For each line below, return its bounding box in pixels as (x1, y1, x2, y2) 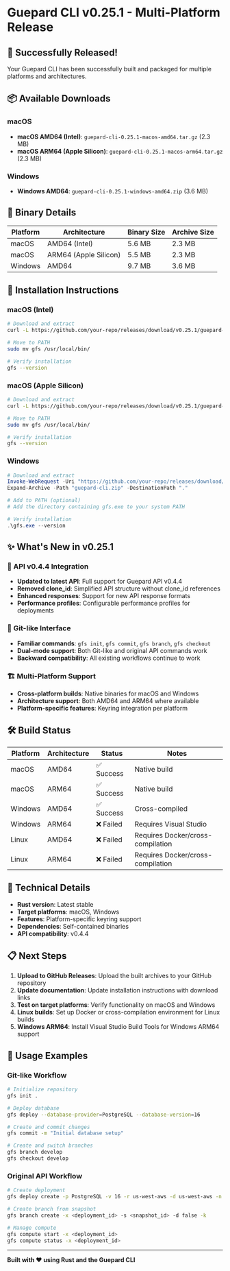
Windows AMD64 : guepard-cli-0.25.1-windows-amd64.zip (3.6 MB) (16, 187, 209, 195)
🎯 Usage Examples (7, 1049, 88, 1061)
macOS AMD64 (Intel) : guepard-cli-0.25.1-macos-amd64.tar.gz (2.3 (16, 132, 211, 141)
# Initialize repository (7, 1086, 78, 1093)
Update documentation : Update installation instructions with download (16, 986, 218, 995)
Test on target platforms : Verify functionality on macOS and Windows (16, 1001, 216, 1009)
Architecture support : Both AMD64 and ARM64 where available (16, 696, 199, 704)
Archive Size (172, 227, 214, 237)
